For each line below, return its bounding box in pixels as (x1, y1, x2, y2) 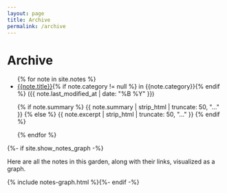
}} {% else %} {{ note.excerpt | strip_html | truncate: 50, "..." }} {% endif (17, 111, 220, 119)
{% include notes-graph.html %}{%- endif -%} (7, 178, 140, 186)
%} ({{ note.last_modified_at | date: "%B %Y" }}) (17, 90, 155, 98)
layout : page (7, 10, 45, 17)
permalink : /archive (7, 23, 67, 30)
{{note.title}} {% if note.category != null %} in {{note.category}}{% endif (17, 82, 220, 91)
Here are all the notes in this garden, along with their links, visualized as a (7, 157, 215, 166)
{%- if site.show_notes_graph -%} (7, 144, 104, 152)
